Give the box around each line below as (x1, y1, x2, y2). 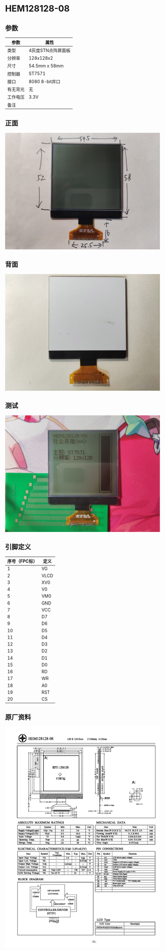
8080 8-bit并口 (28, 78, 60, 84)
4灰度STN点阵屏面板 (28, 47, 71, 53)
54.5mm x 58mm (28, 63, 64, 69)
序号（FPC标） (7, 558, 38, 564)
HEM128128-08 (5, 3, 70, 14)
